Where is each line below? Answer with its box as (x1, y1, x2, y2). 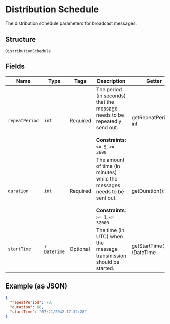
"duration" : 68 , (10, 305, 44, 310)
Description (97, 77, 126, 84)
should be (96, 258, 120, 265)
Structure (5, 35, 36, 44)
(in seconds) (96, 92, 126, 99)
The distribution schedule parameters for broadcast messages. (5, 20, 137, 26)
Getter (146, 77, 162, 84)
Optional (69, 245, 90, 253)
